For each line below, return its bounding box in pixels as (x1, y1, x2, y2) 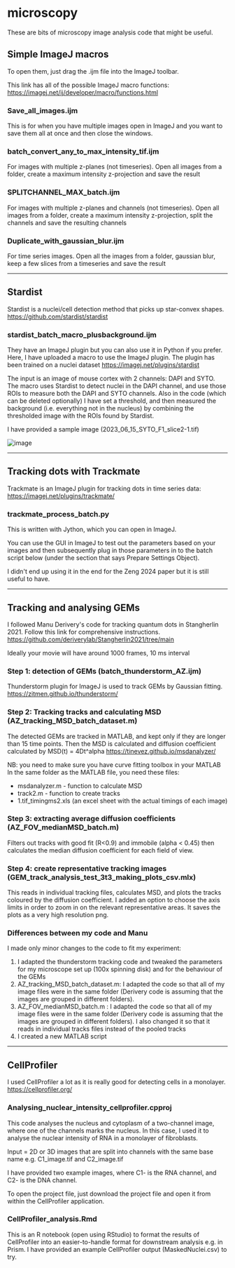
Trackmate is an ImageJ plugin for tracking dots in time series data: (7, 484, 201, 493)
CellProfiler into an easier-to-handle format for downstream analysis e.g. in (7, 1237, 223, 1246)
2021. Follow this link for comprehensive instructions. (7, 627, 161, 636)
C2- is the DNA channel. (7, 1175, 78, 1184)
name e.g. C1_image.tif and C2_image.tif (7, 1154, 124, 1163)
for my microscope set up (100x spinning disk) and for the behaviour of (17, 965, 222, 973)
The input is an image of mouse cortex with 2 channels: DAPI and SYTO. (7, 374, 215, 383)
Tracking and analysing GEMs (7, 601, 140, 613)
